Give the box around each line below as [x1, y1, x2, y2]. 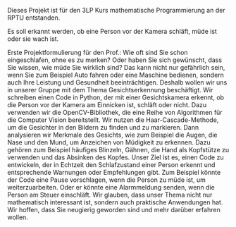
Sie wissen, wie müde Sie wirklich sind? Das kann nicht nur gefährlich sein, [7, 63, 225, 71]
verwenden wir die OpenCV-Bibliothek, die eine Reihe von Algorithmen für [7, 109, 223, 116]
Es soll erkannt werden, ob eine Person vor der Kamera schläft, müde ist [7, 27, 217, 35]
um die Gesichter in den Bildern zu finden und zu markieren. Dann [7, 123, 199, 131]
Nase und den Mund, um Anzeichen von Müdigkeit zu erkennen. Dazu [7, 138, 211, 147]
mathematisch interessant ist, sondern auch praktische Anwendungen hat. [7, 198, 223, 207]
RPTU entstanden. [7, 13, 61, 22]
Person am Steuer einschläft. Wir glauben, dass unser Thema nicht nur [7, 190, 213, 199]
